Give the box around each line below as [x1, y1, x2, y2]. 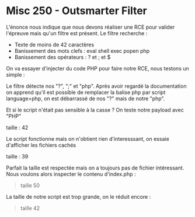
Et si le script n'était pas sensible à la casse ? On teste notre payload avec [6, 106, 184, 113]
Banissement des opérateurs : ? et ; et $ [14, 53, 111, 60]
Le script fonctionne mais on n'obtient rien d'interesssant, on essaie [6, 135, 169, 142]
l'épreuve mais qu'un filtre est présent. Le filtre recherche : [6, 29, 148, 36]
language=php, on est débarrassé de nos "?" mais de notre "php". [6, 95, 165, 102]
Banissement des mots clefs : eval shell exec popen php [14, 47, 150, 54]
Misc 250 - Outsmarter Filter [6, 4, 148, 18]
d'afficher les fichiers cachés [6, 141, 76, 148]
